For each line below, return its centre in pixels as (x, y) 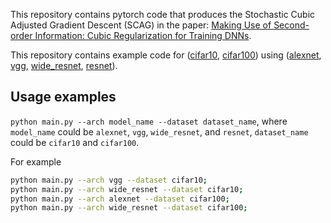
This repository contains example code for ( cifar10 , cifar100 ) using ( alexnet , (166, 55)
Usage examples (63, 97)
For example (36, 161)
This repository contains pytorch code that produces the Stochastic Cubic (163, 14)
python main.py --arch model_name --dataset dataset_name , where (149, 121)
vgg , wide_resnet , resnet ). (64, 65)
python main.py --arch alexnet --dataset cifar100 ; (120, 199)
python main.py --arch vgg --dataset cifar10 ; (109, 180)
